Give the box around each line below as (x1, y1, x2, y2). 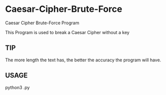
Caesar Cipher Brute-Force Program (5, 20, 80, 26)
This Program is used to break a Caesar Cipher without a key (5, 29, 130, 35)
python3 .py (5, 84, 30, 90)
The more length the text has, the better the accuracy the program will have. (5, 57, 162, 63)
